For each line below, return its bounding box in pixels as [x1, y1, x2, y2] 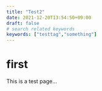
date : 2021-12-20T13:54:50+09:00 [6, 15, 92, 21]
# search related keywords [6, 25, 75, 32]
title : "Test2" [6, 8, 45, 15]
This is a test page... [6, 78, 57, 85]
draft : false [6, 20, 40, 26]
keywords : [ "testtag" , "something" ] [6, 32, 97, 38]
